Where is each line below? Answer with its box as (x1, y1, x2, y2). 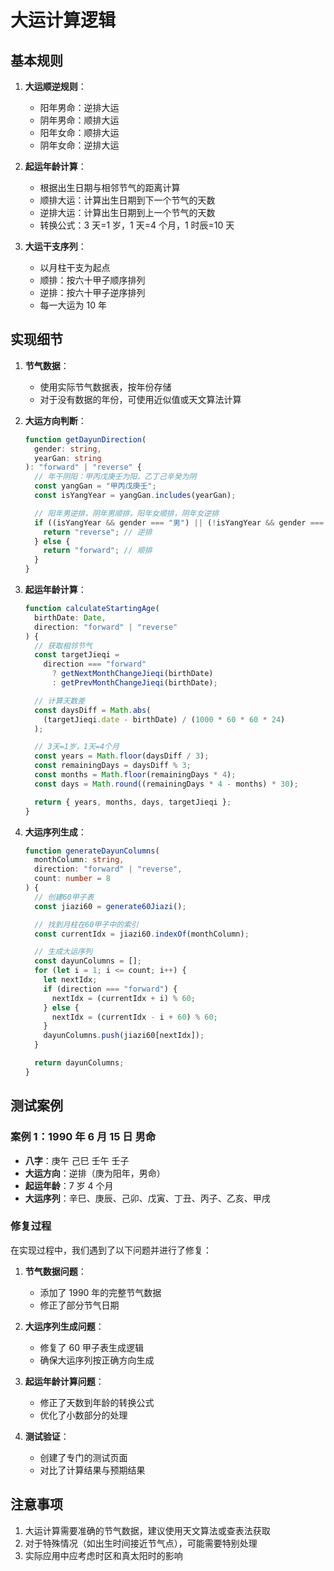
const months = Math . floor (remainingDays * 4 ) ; (34, 770, 237, 780)
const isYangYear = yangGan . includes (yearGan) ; (34, 491, 237, 501)
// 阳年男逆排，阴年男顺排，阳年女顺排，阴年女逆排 (34, 508, 220, 518)
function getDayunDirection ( (24, 434, 147, 445)
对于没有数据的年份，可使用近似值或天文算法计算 (39, 393, 242, 405)
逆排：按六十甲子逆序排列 (39, 287, 146, 298)
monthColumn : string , (34, 855, 125, 865)
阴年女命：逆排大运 (39, 139, 120, 151)
